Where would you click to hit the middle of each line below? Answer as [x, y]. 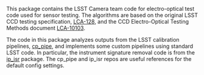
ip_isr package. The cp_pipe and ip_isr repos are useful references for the [99, 59]
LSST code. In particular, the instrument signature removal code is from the [100, 53]
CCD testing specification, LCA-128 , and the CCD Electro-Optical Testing [98, 21]
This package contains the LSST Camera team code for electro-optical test [100, 9]
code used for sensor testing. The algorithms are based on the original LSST [102, 15]
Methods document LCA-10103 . [46, 28]
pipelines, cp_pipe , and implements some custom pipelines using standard [100, 46]
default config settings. [36, 65]
